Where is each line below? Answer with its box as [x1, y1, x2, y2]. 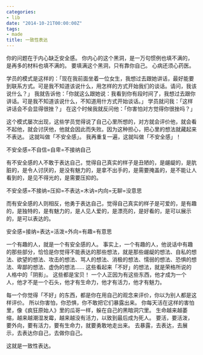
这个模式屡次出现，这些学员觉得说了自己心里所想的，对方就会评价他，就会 [6, 118, 192, 125]
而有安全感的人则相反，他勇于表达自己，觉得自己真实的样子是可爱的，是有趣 [6, 200, 197, 207]
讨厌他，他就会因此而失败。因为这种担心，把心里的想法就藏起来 [37, 125, 197, 133]
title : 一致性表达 [6, 37, 48, 43]
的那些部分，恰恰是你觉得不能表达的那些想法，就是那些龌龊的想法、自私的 [6, 248, 192, 255]
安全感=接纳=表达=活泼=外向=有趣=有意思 [6, 228, 112, 235]
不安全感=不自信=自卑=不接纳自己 [6, 146, 91, 153]
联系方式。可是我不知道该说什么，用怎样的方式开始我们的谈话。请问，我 [11, 82, 192, 90]
